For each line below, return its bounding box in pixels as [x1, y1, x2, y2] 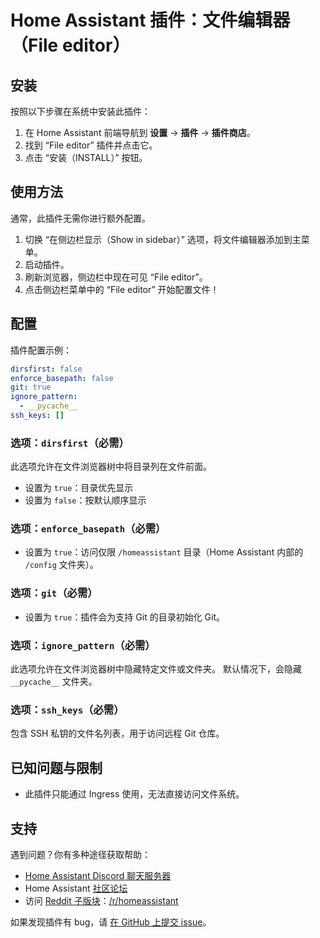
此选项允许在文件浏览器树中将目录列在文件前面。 [10, 461, 212, 473]
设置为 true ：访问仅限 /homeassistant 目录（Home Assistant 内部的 [24, 546, 304, 558]
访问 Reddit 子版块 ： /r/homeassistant [24, 894, 179, 906]
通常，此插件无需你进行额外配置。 [10, 212, 151, 224]
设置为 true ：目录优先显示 [24, 482, 134, 494]
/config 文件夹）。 [24, 559, 99, 571]
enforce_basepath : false [10, 373, 114, 383]
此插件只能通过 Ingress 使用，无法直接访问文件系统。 [24, 788, 245, 800]
